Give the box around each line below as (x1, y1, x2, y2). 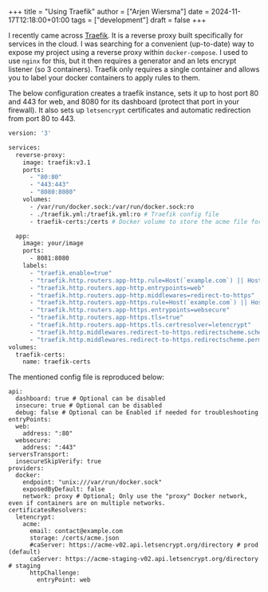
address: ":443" (22, 444, 77, 452)
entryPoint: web (37, 576, 91, 584)
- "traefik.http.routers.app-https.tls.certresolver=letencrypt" (29, 321, 251, 329)
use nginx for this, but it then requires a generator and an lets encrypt (8, 56, 237, 65)
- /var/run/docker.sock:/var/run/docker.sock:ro (29, 202, 195, 210)
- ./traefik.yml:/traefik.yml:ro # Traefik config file (29, 210, 219, 218)
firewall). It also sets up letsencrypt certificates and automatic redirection (8, 105, 251, 115)
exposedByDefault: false (22, 485, 105, 493)
